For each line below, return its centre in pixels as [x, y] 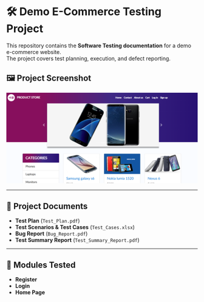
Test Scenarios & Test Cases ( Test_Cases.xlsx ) [75, 227]
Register [26, 280]
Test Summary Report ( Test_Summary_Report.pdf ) [77, 240]
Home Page [30, 292]
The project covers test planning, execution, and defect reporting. [89, 58]
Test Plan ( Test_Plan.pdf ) [47, 221]
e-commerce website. [34, 52]
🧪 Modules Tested [41, 265]
